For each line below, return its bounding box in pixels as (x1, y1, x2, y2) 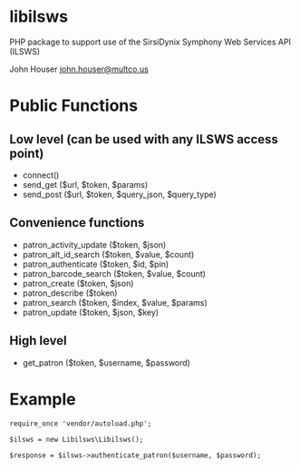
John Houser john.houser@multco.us (9, 64, 150, 74)
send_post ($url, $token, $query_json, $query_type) (22, 189, 218, 200)
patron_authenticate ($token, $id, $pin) (22, 259, 169, 269)
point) (9, 145, 44, 161)
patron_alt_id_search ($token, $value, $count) (22, 249, 195, 259)
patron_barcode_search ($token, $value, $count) (22, 268, 207, 278)
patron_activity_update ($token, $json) (22, 239, 167, 250)
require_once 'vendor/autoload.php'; (9, 419, 152, 428)
